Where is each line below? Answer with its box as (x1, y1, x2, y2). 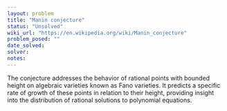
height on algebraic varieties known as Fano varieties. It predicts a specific (7, 81, 221, 90)
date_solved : (7, 42, 45, 49)
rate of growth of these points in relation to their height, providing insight (7, 88, 215, 97)
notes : (7, 55, 26, 62)
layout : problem (7, 10, 54, 17)
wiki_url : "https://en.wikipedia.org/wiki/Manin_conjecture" (7, 29, 188, 37)
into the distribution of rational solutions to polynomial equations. (7, 96, 192, 104)
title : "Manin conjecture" (7, 17, 85, 23)
